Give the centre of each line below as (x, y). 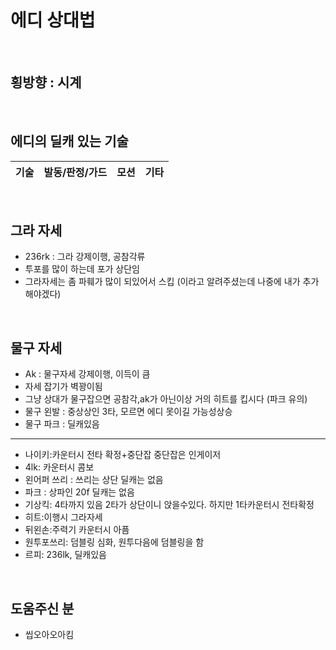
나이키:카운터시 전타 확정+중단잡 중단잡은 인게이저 (123, 455)
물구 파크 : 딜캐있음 (62, 424)
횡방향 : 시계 (46, 82)
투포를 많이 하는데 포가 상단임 (82, 269)
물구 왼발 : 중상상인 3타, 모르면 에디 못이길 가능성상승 (128, 412)
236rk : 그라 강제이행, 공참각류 (85, 257)
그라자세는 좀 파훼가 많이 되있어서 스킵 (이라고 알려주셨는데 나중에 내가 (162, 282)
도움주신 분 (42, 608)
